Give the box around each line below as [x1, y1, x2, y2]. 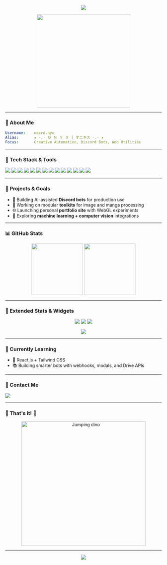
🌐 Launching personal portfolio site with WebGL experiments [12, 207, 139, 213]
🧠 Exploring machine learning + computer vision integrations [12, 213, 139, 219]
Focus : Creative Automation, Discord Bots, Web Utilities [5, 140, 141, 145]
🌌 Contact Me [5, 381, 39, 388]
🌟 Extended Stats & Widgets [5, 307, 75, 314]
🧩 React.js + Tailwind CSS [12, 357, 66, 363]
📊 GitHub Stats [5, 230, 43, 237]
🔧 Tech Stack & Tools [5, 156, 57, 163]
